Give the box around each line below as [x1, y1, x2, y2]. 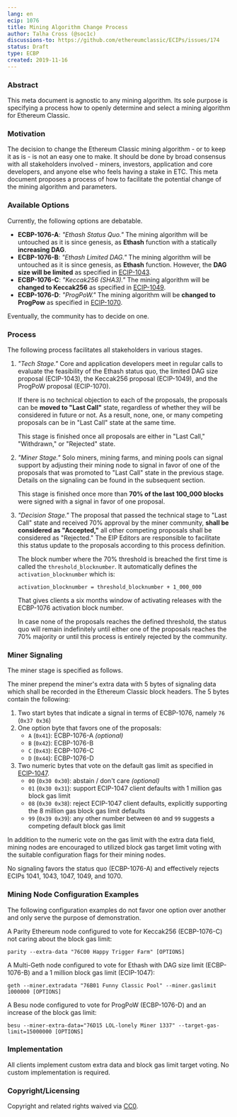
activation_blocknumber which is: [17, 569, 115, 578]
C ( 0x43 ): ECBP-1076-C [28, 746, 94, 755]
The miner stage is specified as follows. [7, 666, 123, 674]
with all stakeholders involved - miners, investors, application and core [7, 160, 213, 169]
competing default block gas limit [28, 822, 126, 830]
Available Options [7, 200, 69, 210]
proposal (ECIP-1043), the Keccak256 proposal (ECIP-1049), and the [17, 374, 218, 383]
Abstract [7, 79, 39, 89]
